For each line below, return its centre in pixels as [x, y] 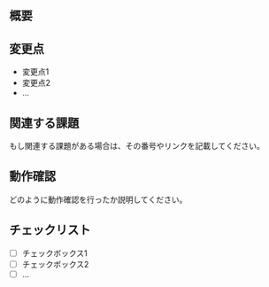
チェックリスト [50, 230]
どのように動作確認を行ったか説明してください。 [98, 199]
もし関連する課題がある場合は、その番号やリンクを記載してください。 [137, 146]
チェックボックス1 [55, 253]
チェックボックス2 [55, 264]
